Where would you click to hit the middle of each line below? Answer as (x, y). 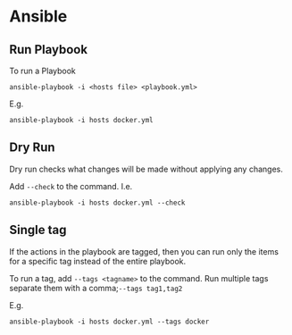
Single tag (38, 230)
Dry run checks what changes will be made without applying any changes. (146, 169)
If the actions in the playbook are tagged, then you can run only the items (144, 251)
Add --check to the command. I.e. (71, 186)
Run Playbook (48, 50)
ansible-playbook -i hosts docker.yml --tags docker (109, 322)
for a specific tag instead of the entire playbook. (98, 261)
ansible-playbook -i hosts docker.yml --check (97, 203)
